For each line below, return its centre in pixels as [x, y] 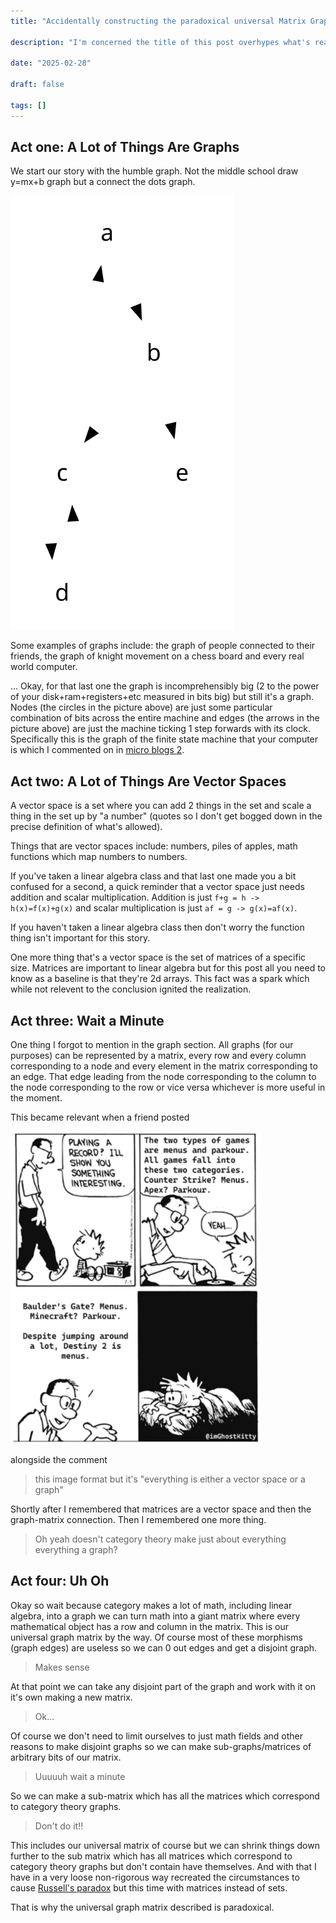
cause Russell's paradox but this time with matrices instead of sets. [149, 1887]
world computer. [44, 667]
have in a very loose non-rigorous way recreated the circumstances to [155, 1877]
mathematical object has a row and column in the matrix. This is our [149, 1626]
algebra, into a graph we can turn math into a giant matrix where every [155, 1616]
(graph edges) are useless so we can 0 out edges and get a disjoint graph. [164, 1647]
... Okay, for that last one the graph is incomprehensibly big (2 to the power [165, 686]
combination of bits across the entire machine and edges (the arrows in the [165, 718]
